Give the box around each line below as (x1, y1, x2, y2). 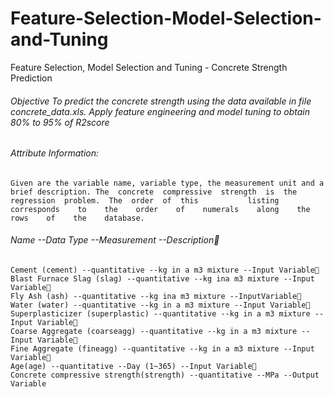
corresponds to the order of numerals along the (10, 204, 311, 214)
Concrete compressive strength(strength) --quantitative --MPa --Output (10, 370, 320, 380)
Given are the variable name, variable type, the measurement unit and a (10, 178, 325, 188)
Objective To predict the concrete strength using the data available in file (10, 95, 312, 107)
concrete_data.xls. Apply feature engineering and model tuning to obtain (10, 105, 311, 117)
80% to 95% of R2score (10, 116, 110, 128)
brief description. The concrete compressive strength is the (10, 187, 298, 197)
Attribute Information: (10, 147, 100, 159)
